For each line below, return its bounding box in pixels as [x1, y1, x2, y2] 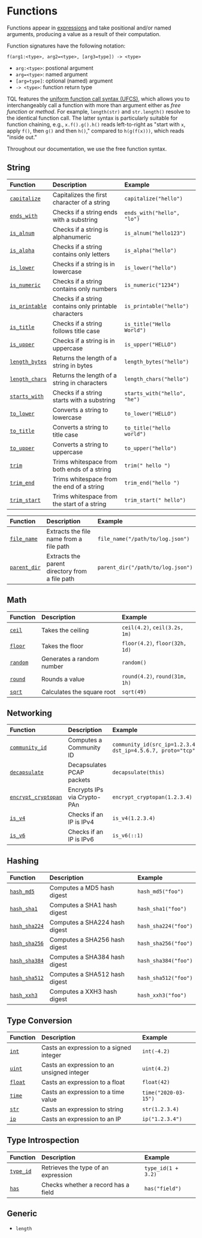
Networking [7, 708, 53, 718]
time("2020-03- [142, 1089, 185, 1096]
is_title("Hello [124, 321, 171, 327]
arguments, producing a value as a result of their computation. [7, 30, 161, 37]
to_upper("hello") [124, 445, 177, 452]
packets [68, 776, 91, 784]
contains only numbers [52, 285, 117, 293]
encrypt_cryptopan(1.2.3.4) [112, 794, 192, 801]
